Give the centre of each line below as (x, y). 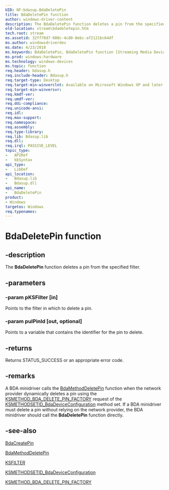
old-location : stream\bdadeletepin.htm (47, 29)
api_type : (16, 164)
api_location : (20, 174)
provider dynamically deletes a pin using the (51, 393)
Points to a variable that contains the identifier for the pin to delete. (74, 332)
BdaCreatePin (20, 443)
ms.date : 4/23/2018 (26, 47)
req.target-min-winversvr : (33, 89)
